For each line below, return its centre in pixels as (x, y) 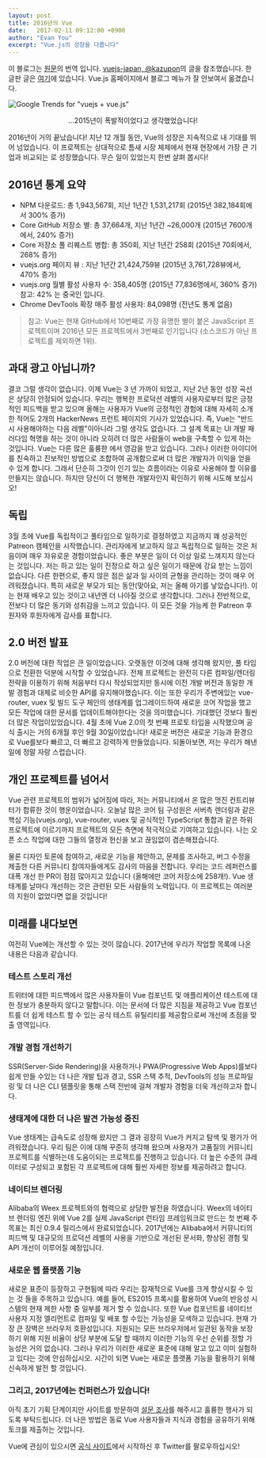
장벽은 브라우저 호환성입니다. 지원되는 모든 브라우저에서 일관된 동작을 (132, 1329)
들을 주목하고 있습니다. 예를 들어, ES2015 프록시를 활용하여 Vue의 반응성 (137, 1299)
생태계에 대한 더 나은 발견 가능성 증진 (74, 1118)
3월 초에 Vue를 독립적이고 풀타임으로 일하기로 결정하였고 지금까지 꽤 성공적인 (128, 536)
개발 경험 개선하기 (40, 1048)
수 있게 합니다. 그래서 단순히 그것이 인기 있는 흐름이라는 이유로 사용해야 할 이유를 (133, 468)
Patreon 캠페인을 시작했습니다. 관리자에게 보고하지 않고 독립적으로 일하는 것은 (129, 546)
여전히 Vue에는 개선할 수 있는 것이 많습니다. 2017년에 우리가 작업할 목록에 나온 (130, 944)
